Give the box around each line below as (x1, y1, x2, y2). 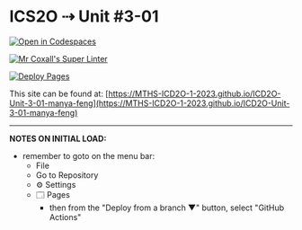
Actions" (49, 211, 82, 222)
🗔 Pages (35, 189, 70, 199)
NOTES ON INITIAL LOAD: (9, 133, 107, 144)
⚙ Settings (35, 179, 76, 190)
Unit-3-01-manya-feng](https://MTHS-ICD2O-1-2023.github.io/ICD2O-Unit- (9, 97, 290, 109)
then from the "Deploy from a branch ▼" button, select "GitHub (49, 202, 285, 213)
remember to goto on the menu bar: (22, 150, 155, 161)
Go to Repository (35, 169, 99, 181)
